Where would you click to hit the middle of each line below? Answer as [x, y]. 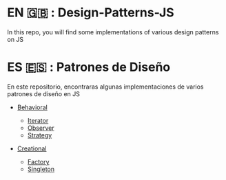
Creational [32, 148]
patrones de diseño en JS [44, 93]
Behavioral [32, 107]
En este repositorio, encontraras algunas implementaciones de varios [105, 87]
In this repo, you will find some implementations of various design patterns [113, 32]
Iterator [38, 120]
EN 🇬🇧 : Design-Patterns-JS [91, 13]
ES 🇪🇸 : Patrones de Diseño [89, 67]
